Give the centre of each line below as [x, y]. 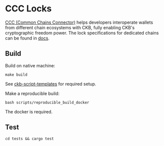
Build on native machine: [30, 65]
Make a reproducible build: [32, 93]
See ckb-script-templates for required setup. [51, 84]
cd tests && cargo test [30, 139]
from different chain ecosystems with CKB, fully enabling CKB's [70, 27]
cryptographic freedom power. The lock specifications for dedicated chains [82, 33]
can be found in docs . [27, 38]
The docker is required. [29, 111]
